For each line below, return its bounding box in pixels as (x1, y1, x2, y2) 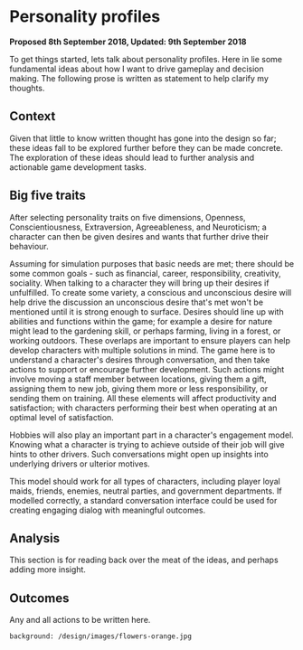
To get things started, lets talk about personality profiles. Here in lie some (9, 53, 283, 64)
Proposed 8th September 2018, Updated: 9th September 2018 (9, 36, 247, 47)
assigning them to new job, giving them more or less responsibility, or (9, 382, 269, 394)
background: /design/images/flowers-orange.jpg (9, 632, 193, 641)
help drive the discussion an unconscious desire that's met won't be (9, 297, 264, 307)
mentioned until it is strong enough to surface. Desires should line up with (9, 306, 284, 317)
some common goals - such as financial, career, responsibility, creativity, (9, 268, 282, 278)
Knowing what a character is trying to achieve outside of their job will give (9, 438, 285, 449)
